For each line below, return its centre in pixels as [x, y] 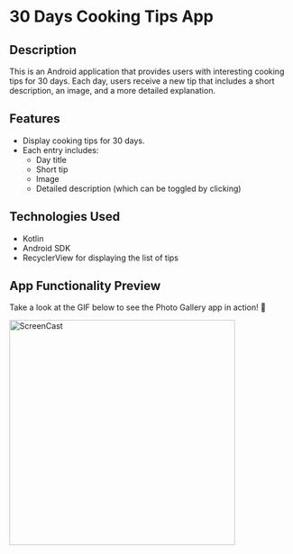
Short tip [52, 169]
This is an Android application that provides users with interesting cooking [147, 71]
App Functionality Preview [85, 286]
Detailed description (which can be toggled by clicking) [138, 188]
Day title [51, 159]
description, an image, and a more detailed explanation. [113, 91]
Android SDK [46, 248]
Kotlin [33, 238]
